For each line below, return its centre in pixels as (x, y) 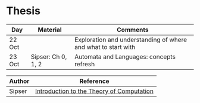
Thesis (23, 11)
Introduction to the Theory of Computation (94, 91)
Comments (133, 30)
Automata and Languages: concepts (125, 56)
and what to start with (105, 47)
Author (19, 81)
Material (50, 30)
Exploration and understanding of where (131, 40)
